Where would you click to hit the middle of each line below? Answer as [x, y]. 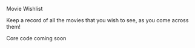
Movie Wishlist [25, 9]
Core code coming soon [36, 38]
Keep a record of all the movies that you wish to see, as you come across [97, 20]
